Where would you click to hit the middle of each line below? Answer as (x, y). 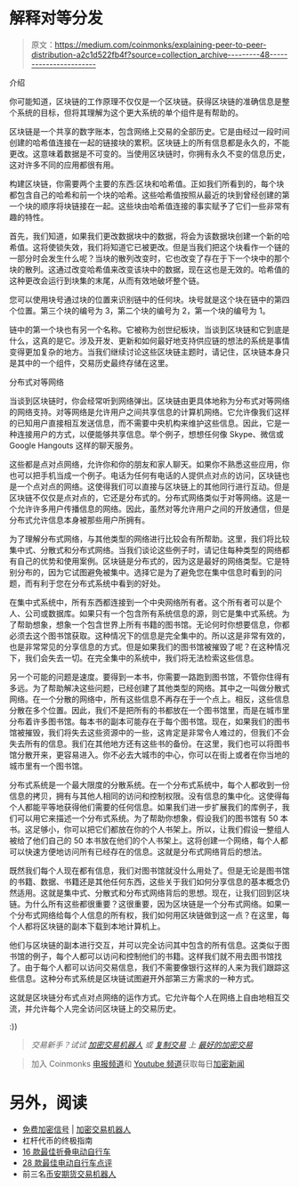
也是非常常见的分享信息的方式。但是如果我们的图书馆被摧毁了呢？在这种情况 (149, 646)
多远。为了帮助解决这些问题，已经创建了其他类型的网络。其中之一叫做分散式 (149, 687)
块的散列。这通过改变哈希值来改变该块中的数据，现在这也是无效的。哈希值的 (149, 269)
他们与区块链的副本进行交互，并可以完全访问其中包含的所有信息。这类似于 (145, 945)
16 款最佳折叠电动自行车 (66, 1151)
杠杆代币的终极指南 (57, 1140)
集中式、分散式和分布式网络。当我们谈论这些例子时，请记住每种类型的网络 (145, 549)
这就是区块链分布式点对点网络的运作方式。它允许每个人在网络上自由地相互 (145, 997)
